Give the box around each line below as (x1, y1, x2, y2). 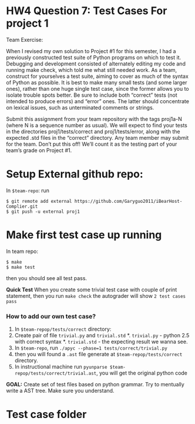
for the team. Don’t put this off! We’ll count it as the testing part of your (6, 140, 177, 147)
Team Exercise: (6, 36, 43, 43)
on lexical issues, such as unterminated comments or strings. (6, 104, 154, 111)
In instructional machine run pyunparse (14, 363, 107, 370)
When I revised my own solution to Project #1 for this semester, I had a (6, 47, 176, 54)
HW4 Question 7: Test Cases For (6, 4, 167, 18)
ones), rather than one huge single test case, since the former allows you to (6, 85, 189, 92)
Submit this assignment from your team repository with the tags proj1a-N (6, 115, 182, 122)
